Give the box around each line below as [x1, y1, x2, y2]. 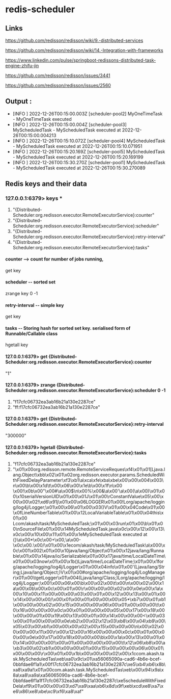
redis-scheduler [5, 4, 75, 15]
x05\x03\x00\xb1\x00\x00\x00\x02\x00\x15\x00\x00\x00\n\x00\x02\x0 [12, 624, 164, 630]
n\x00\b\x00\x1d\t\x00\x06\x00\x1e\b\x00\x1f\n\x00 [12, 483, 122, 489]
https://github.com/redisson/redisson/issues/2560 [5, 83, 111, 88]
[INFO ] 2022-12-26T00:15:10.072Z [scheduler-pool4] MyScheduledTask [12, 138, 165, 144]
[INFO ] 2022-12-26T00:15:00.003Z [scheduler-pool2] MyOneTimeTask [12, 111, 163, 117]
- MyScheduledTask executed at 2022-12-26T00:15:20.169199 [12, 154, 144, 160]
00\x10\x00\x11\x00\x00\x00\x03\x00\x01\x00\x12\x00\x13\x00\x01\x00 [12, 591, 166, 597]
